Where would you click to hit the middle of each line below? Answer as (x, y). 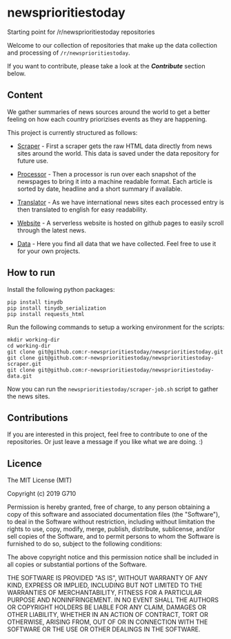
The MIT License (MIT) (40, 480)
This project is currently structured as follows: (72, 132)
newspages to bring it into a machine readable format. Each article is (114, 181)
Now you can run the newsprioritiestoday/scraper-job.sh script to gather (113, 389)
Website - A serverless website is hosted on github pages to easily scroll (120, 223)
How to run (31, 273)
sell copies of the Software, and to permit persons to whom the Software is (114, 537)
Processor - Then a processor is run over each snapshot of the (107, 174)
